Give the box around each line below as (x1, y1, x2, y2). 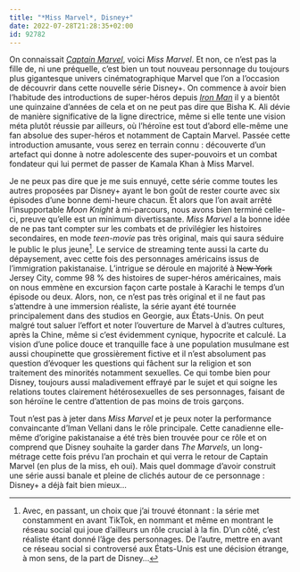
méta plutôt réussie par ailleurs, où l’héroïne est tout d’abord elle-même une (9, 121, 288, 131)
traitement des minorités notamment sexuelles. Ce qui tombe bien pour (9, 367, 271, 378)
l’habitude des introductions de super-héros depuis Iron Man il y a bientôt (9, 92, 279, 103)
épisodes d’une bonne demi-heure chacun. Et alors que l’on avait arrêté (9, 195, 272, 206)
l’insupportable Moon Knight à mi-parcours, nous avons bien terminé (9, 205, 262, 215)
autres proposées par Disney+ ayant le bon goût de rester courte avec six (9, 185, 280, 197)
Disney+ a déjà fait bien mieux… (9, 480, 128, 491)
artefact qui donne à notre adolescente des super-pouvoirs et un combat (9, 149, 278, 160)
